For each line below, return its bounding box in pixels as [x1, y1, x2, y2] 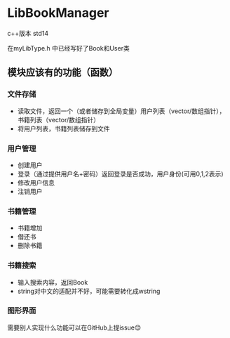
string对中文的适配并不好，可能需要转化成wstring [17, 287, 161, 295]
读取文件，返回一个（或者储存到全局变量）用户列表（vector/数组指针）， [17, 107, 226, 115]
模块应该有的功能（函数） [7, 67, 118, 79]
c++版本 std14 [7, 29, 49, 37]
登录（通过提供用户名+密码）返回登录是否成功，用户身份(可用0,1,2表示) [17, 169, 224, 178]
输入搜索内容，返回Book [17, 278, 88, 286]
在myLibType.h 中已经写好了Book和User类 [7, 44, 130, 52]
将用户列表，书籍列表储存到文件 [17, 124, 110, 133]
